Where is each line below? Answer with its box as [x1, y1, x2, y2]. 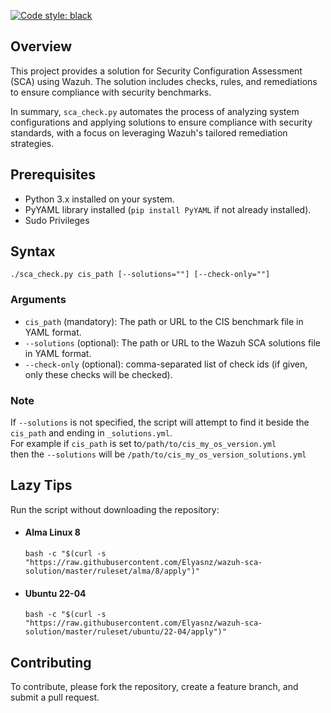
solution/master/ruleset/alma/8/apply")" [24, 566, 200, 577]
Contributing [10, 654, 92, 671]
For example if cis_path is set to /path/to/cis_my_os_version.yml [10, 438, 277, 450]
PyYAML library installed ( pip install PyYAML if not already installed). [24, 203, 312, 215]
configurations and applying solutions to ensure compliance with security [10, 116, 313, 128]
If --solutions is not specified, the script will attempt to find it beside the [10, 416, 310, 429]
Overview [10, 38, 73, 55]
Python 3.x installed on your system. [24, 193, 175, 205]
